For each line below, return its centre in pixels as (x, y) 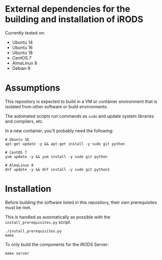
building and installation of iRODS (74, 19)
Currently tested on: (25, 33)
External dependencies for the (68, 9)
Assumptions (33, 88)
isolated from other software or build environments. (57, 106)
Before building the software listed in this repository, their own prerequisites (81, 202)
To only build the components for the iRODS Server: (57, 244)
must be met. (18, 207)
